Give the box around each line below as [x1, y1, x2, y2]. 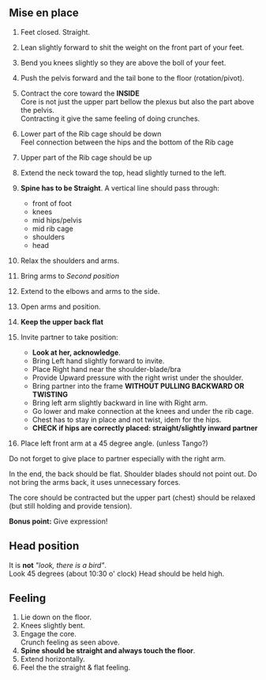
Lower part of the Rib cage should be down [20, 129, 162, 138]
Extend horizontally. [20, 655, 85, 664]
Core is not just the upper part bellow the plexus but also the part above [20, 96, 255, 106]
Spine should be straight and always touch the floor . [20, 646, 196, 656]
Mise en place [9, 6, 80, 20]
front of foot [32, 198, 72, 208]
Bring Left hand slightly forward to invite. [32, 355, 165, 366]
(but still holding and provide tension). [9, 501, 133, 510]
